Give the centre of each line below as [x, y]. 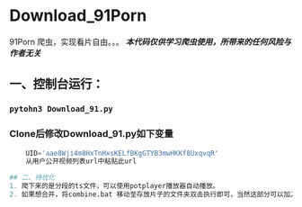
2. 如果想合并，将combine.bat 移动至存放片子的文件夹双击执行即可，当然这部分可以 [147, 194]
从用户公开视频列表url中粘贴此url [81, 162]
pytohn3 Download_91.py [62, 109]
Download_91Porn [78, 16]
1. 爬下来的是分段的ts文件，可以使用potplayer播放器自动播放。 [115, 186]
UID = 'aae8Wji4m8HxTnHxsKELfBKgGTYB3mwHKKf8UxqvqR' [122, 153]
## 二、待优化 [32, 178]
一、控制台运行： [57, 84]
